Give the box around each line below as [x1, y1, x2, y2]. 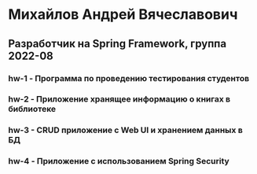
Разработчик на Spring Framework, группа [8, 37, 226, 50]
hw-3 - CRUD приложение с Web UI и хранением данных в [8, 124, 244, 135]
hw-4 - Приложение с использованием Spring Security [8, 156, 229, 167]
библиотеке [8, 104, 57, 115]
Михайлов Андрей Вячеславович [8, 6, 238, 24]
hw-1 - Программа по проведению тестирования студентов [8, 72, 250, 83]
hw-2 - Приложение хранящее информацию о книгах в [8, 94, 230, 105]
